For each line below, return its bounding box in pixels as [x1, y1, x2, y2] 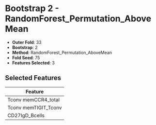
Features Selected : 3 [12, 60, 55, 66]
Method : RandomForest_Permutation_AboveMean [12, 49, 112, 56]
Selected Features [5, 74, 62, 82]
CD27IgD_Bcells [7, 112, 45, 119]
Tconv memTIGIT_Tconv [7, 104, 62, 111]
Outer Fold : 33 [12, 39, 42, 45]
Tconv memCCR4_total [7, 96, 60, 103]
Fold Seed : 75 [12, 55, 40, 60]
